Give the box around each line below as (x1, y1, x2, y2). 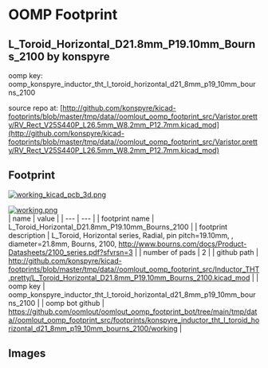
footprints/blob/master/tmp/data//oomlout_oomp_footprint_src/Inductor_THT (8, 264, 260, 274)
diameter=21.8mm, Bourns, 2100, (8, 239, 117, 249)
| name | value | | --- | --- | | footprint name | (8, 213, 155, 223)
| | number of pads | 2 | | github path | (134, 247, 259, 256)
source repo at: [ (8, 104, 63, 112)
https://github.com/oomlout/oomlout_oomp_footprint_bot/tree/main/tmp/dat (8, 307, 258, 316)
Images (8, 346, 46, 360)
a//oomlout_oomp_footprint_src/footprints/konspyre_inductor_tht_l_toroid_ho (8, 315, 260, 324)
